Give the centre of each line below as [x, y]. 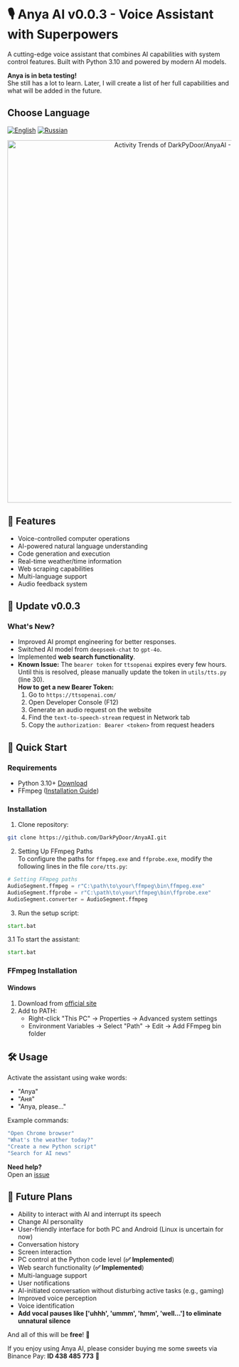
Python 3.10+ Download [52, 783]
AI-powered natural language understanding [83, 546]
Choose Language [49, 113]
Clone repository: [43, 825]
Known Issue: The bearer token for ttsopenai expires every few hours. [122, 665]
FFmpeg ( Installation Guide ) [58, 791]
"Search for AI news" [39, 1153]
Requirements [32, 768]
